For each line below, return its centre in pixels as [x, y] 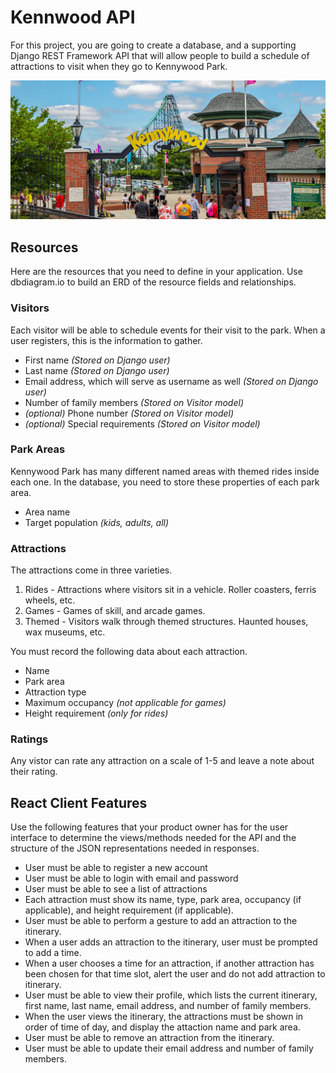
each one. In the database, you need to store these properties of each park [165, 482]
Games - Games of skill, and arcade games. [115, 611]
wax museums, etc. [65, 632]
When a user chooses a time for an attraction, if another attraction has [169, 963]
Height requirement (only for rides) [96, 713]
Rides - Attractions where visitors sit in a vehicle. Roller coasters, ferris [170, 590]
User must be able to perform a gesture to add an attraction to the [161, 921]
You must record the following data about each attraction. [129, 652]
